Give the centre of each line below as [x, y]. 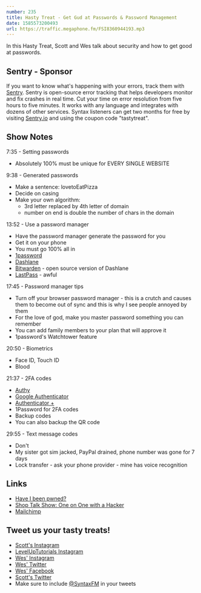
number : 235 [21, 12]
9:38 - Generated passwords [42, 175]
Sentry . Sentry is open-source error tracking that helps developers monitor [100, 93]
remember [28, 324]
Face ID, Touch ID [37, 360]
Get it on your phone [41, 242]
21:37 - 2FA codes [29, 378]
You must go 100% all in [45, 249]
